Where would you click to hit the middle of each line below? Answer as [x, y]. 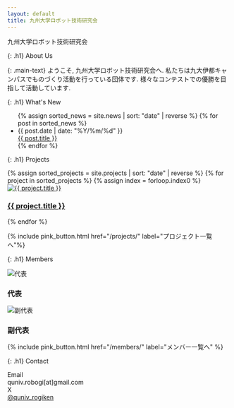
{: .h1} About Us [30, 55]
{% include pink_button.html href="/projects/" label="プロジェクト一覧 [110, 236]
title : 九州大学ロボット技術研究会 [53, 20]
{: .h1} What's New [34, 102]
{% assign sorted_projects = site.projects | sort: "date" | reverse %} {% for [116, 173]
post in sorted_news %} [52, 123]
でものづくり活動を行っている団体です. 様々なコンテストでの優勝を [123, 79]
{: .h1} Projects [29, 159]
